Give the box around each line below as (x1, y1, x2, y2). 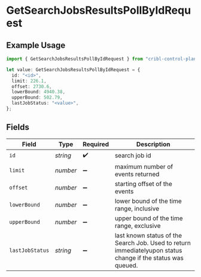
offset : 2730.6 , (11, 83, 52, 90)
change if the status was (114, 254, 184, 262)
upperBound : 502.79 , (11, 95, 63, 101)
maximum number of (114, 162, 173, 171)
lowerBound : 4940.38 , (11, 89, 66, 95)
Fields (6, 122, 30, 132)
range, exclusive (114, 221, 161, 230)
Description (136, 140, 170, 148)
